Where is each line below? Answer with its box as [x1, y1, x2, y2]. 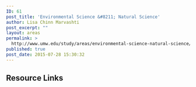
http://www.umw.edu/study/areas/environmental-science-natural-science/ [11, 41, 192, 47]
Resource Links [6, 73, 64, 83]
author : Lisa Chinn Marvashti [6, 19, 80, 25]
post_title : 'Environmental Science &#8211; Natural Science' [6, 14, 160, 20]
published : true [6, 46, 45, 52]
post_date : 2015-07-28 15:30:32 [6, 52, 85, 57]
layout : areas [6, 30, 41, 36]
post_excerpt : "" [6, 24, 48, 31]
